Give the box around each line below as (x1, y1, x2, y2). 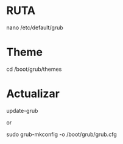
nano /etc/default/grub (6, 24, 64, 31)
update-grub (6, 107, 38, 114)
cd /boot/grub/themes (6, 65, 62, 73)
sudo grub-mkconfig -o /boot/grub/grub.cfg (6, 131, 117, 138)
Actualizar (6, 87, 60, 101)
